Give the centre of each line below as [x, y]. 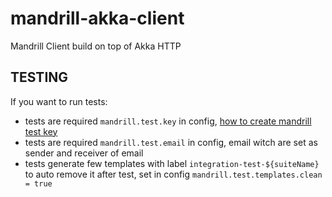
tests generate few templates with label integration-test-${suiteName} [172, 163]
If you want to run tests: [59, 101]
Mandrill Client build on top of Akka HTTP [96, 46]
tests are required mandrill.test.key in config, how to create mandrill [168, 121]
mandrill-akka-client [97, 18]
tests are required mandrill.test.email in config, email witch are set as [171, 142]
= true [38, 183]
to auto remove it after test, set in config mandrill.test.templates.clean [173, 174]
